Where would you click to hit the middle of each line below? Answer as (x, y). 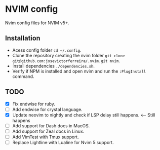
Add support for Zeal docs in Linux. (48, 131)
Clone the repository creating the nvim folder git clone (68, 55)
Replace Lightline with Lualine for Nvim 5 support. (63, 142)
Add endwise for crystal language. (47, 109)
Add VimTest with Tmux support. (45, 137)
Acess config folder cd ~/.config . (47, 50)
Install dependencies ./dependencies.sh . (53, 66)
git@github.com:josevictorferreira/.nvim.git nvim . (66, 61)
